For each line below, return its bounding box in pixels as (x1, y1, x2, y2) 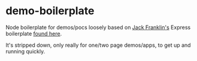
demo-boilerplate (5, 4, 95, 18)
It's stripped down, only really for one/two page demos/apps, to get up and (5, 41, 191, 49)
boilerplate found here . (5, 30, 62, 37)
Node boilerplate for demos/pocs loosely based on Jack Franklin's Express (5, 24, 191, 31)
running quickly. (5, 47, 46, 54)
